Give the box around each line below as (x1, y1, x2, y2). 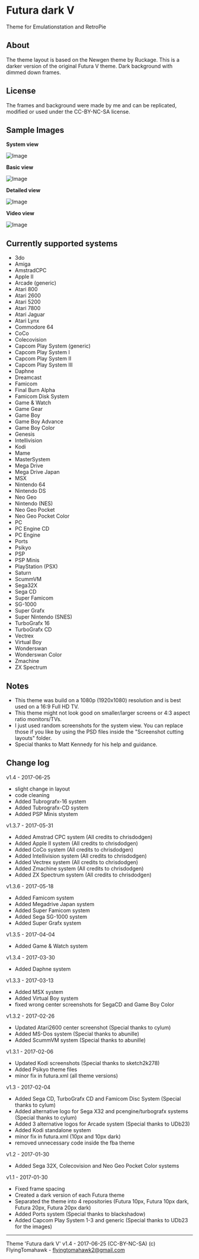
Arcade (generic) (14, 279, 57, 286)
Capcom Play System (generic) (14, 342, 91, 350)
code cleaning (14, 791, 50, 798)
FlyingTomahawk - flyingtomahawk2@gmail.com (6, 1246, 126, 1253)
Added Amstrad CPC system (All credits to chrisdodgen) (14, 833, 153, 840)
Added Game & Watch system (14, 942, 88, 949)
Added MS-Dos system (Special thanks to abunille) (14, 1030, 140, 1037)
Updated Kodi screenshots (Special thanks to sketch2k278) (14, 1059, 160, 1066)
